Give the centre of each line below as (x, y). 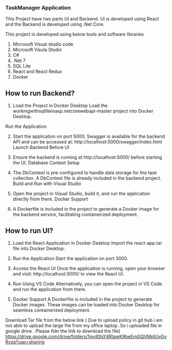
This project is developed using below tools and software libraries (75, 34)
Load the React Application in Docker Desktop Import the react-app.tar (87, 243)
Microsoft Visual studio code (43, 44)
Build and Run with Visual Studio (47, 183)
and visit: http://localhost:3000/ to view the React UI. (68, 273)
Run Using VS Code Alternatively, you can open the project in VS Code (87, 284)
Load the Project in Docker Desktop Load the (60, 106)
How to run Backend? (40, 93)
